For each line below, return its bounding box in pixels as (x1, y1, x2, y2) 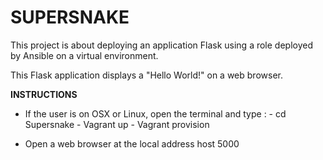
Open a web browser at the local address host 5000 (24, 137, 240, 150)
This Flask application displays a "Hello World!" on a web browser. (10, 69, 283, 81)
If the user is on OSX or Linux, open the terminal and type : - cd (24, 107, 287, 120)
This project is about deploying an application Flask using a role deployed (10, 39, 313, 51)
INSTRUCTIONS (10, 88, 78, 100)
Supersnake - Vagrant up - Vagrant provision (24, 118, 210, 130)
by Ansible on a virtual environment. (10, 49, 159, 61)
